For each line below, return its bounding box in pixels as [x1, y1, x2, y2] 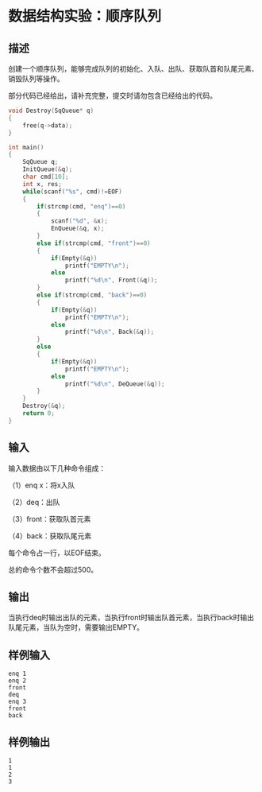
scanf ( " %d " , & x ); [50, 217, 109, 225]
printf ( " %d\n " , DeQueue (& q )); [64, 379, 165, 388]
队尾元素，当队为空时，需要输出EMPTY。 [8, 623, 144, 632]
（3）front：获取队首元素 [8, 514, 91, 523]
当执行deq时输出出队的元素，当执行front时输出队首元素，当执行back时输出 [8, 613, 255, 623]
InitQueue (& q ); [22, 165, 73, 173]
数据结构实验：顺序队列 [8, 7, 162, 25]
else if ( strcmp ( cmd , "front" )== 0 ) [37, 239, 151, 247]
